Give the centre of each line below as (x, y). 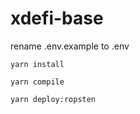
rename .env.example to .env (70, 46)
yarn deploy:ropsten (53, 99)
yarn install (37, 64)
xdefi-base (57, 18)
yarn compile (37, 82)
